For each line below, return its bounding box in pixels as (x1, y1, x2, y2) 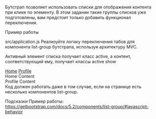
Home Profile (5, 68, 32, 74)
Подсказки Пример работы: (5, 98, 64, 104)
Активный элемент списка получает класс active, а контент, (5, 53, 131, 59)
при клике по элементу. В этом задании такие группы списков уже (5, 9, 146, 15)
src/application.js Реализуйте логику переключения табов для (5, 39, 135, 45)
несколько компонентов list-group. (5, 89, 78, 95)
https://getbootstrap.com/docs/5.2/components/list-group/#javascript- (5, 104, 149, 109)
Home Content (5, 73, 35, 79)
